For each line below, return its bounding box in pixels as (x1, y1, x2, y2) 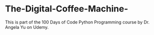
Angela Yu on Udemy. (5, 24, 49, 30)
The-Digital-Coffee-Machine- (5, 3, 129, 14)
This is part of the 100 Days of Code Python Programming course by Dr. (5, 19, 150, 25)
